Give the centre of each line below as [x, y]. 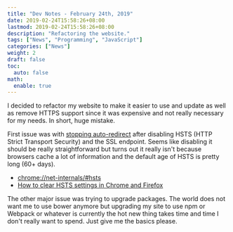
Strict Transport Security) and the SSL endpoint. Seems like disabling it [110, 142]
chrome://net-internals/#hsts [59, 178]
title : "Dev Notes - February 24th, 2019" [70, 14]
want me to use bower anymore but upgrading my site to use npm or [106, 206]
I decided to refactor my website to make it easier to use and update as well [116, 105]
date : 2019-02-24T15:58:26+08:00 [56, 20]
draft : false [26, 60]
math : [15, 79]
